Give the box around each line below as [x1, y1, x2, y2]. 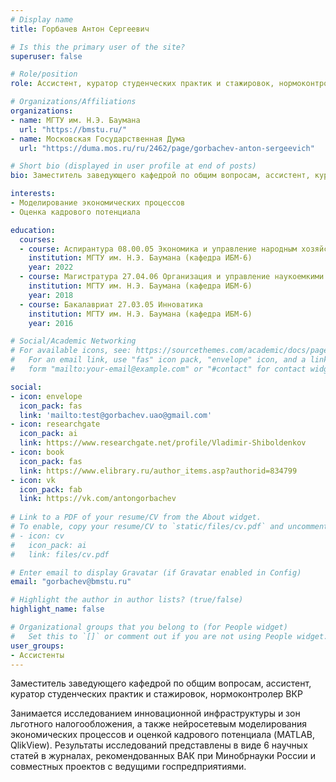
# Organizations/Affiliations [10, 97, 137, 107]
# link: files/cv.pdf [10, 549, 110, 560]
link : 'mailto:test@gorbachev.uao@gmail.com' [19, 410, 213, 420]
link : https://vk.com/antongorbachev [19, 494, 177, 504]
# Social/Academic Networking [10, 336, 137, 346]
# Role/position [10, 69, 78, 80]
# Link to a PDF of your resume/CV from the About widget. [10, 512, 262, 523]
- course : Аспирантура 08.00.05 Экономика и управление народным [19, 244, 298, 254]
